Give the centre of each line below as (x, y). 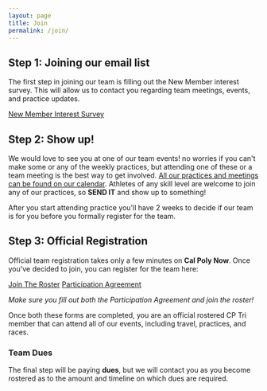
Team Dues (31, 353)
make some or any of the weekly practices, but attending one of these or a (130, 167)
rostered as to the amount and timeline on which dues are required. (118, 378)
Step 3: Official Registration (78, 241)
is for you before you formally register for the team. (92, 216)
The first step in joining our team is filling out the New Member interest (124, 82)
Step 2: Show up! (51, 139)
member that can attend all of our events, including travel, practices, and (127, 323)
